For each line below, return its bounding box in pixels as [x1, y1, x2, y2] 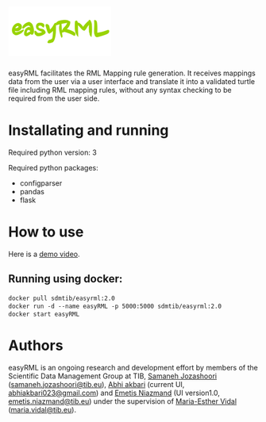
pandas [19, 186, 45, 196]
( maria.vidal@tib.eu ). [8, 405, 77, 414]
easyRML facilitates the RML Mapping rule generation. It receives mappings [8, 68, 256, 78]
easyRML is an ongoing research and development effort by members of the [8, 363, 258, 372]
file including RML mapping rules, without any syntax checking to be [8, 85, 232, 94]
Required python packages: [8, 163, 99, 172]
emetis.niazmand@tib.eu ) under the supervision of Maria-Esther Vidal [8, 396, 237, 406]
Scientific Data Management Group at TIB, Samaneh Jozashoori [8, 371, 217, 381]
